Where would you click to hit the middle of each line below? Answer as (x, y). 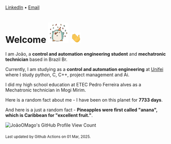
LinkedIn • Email (22, 7)
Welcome (26, 40)
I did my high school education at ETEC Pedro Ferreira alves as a (73, 84)
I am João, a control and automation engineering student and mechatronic (86, 54)
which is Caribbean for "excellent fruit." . (49, 115)
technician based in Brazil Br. (36, 59)
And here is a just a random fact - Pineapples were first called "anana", (81, 110)
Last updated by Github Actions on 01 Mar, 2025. (48, 137)
